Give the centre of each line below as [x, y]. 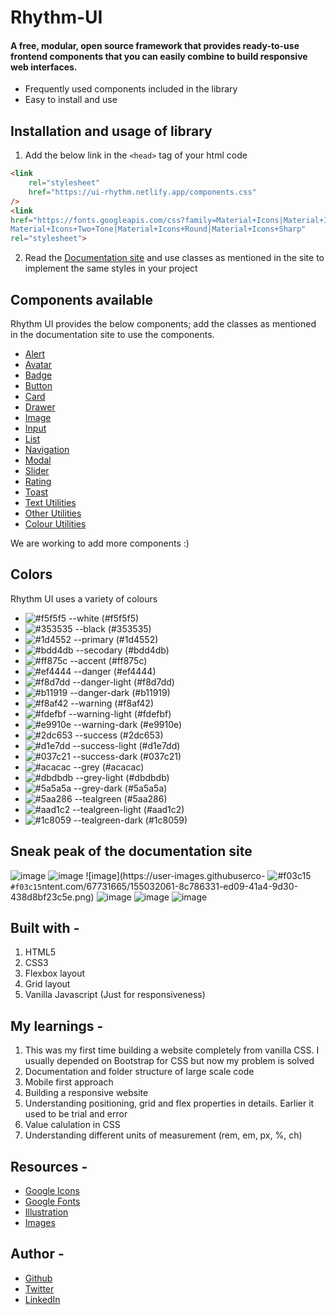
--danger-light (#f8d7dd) [123, 682]
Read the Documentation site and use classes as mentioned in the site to [174, 258]
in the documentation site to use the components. [112, 335]
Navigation [47, 450]
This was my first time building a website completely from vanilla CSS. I [172, 1050]
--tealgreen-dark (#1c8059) [130, 820]
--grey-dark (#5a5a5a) [120, 788]
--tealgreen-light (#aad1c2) [128, 809]
